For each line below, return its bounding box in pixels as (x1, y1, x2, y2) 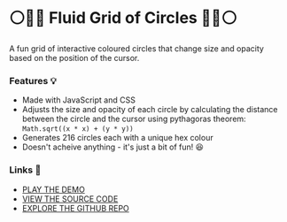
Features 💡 (9, 74, 58, 87)
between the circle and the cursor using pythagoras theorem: (21, 113, 246, 125)
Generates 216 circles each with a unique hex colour (21, 133, 214, 143)
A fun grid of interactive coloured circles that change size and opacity (9, 42, 264, 54)
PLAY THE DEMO (21, 184, 86, 195)
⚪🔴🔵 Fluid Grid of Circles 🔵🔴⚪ (9, 8, 237, 28)
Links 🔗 (9, 164, 42, 176)
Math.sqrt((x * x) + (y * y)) (21, 125, 135, 134)
